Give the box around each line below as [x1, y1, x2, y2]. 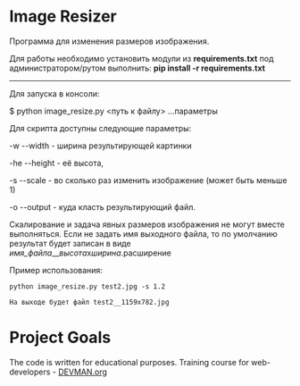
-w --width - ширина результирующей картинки [9, 140, 192, 151]
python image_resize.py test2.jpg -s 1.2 [9, 281, 166, 291]
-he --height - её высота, [9, 157, 104, 168]
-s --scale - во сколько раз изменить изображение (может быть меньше [9, 174, 287, 185]
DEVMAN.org [57, 366, 107, 377]
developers [9, 366, 51, 377]
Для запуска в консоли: [9, 88, 100, 99]
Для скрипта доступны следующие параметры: [9, 122, 192, 133]
